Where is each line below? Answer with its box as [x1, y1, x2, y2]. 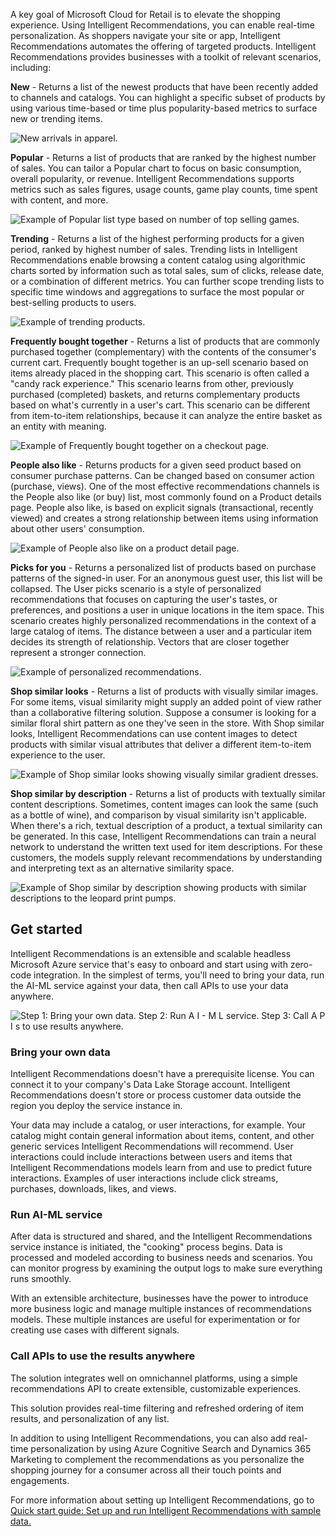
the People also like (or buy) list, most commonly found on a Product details [10, 491, 322, 503]
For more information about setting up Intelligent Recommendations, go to [10, 1494, 315, 1506]
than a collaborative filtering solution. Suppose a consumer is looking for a [10, 707, 317, 718]
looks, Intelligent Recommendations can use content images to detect [10, 728, 298, 739]
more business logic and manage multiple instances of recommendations [10, 1303, 312, 1315]
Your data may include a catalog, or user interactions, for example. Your [10, 1119, 307, 1131]
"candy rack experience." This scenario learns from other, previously [10, 378, 294, 389]
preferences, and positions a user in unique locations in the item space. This [10, 604, 325, 616]
